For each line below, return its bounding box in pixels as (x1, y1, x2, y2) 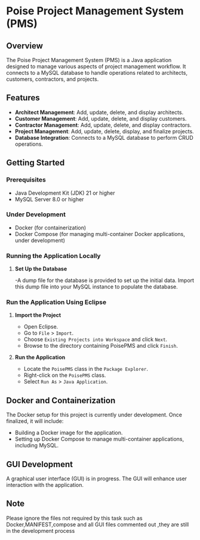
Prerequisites (6, 176, 46, 184)
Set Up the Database (14, 265, 67, 272)
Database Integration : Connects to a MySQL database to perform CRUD (14, 134, 194, 141)
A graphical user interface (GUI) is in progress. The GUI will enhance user (6, 475, 187, 482)
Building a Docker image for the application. (14, 429, 123, 437)
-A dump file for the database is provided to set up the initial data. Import (14, 277, 195, 284)
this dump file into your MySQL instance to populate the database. (14, 283, 178, 290)
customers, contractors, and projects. (6, 76, 99, 82)
